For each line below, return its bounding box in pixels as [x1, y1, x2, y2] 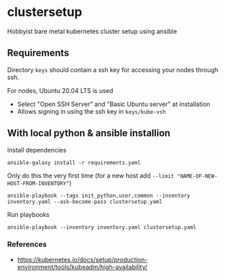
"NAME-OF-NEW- [177, 173, 218, 180]
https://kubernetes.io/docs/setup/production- [17, 255, 148, 263]
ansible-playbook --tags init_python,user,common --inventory [7, 192, 190, 199]
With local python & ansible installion [7, 128, 171, 139]
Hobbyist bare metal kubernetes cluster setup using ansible [7, 27, 178, 35]
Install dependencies [7, 146, 67, 154]
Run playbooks [7, 210, 50, 218]
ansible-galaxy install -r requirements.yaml [7, 159, 141, 166]
